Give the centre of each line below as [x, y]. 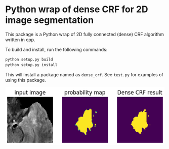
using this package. [26, 80]
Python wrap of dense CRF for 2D [77, 9]
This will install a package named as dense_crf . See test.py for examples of [84, 74]
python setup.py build [29, 59]
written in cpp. [20, 40]
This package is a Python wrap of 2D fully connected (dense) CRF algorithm [85, 34]
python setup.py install [31, 65]
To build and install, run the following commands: [56, 49]
